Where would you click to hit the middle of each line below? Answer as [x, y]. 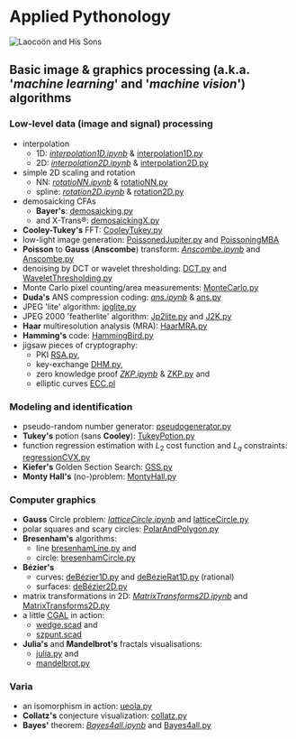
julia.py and [57, 654]
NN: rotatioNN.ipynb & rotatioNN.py [102, 181]
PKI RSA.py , [58, 355]
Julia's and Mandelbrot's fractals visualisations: [112, 644]
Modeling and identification [71, 406]
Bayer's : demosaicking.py [84, 210]
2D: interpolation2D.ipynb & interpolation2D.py [122, 162]
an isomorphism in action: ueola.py [87, 707]
